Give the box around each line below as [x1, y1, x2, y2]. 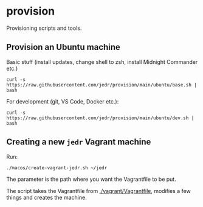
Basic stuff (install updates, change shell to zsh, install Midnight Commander [6, 58, 198, 65]
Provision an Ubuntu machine [6, 42, 120, 52]
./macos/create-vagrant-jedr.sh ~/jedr [6, 164, 108, 171]
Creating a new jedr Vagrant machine [6, 137, 151, 147]
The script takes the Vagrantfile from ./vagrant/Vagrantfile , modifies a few [6, 188, 191, 195]
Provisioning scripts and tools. [6, 24, 82, 32]
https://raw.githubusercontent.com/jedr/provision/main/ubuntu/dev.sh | [6, 114, 194, 121]
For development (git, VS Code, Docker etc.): [6, 97, 119, 105]
